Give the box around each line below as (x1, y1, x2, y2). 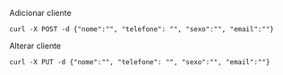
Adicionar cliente (9, 8, 72, 18)
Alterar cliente (9, 40, 62, 51)
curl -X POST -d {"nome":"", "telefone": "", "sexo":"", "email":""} (9, 25, 275, 34)
